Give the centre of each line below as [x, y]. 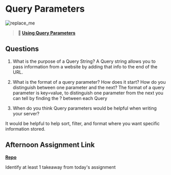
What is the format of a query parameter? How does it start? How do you [89, 82]
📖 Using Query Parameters [46, 33]
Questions [22, 49]
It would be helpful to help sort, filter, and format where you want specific [82, 123]
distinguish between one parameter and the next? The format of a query [89, 87]
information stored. [26, 129]
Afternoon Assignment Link [50, 145]
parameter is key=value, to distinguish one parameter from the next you [88, 93]
